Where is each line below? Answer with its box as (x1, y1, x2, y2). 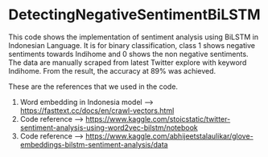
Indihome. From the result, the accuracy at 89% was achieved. (8, 66, 216, 75)
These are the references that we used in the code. (8, 82, 179, 91)
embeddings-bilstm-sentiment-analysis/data (19, 139, 168, 149)
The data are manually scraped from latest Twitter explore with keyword (8, 58, 247, 67)
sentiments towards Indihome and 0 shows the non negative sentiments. (8, 49, 249, 58)
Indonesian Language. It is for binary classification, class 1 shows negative (8, 40, 256, 50)
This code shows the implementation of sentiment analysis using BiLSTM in (8, 32, 259, 42)
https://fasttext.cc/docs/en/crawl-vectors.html (19, 106, 175, 115)
